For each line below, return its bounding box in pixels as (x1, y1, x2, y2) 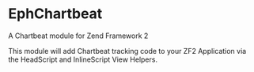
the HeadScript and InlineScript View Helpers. (8, 55, 158, 64)
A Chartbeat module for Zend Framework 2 (8, 31, 149, 40)
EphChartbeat (8, 5, 103, 23)
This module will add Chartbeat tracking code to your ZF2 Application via (8, 46, 247, 55)
